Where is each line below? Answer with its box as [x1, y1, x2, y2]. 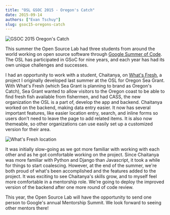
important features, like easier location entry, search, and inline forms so [5, 110, 158, 116]
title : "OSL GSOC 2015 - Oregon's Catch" [5, 7, 95, 13]
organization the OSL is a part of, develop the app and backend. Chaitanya [5, 99, 163, 105]
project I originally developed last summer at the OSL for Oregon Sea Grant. [5, 77, 165, 83]
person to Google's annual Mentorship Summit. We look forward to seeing [5, 200, 161, 206]
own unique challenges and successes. [5, 62, 89, 68]
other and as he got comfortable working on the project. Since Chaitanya [5, 152, 159, 158]
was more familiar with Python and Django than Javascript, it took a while [5, 157, 160, 163]
